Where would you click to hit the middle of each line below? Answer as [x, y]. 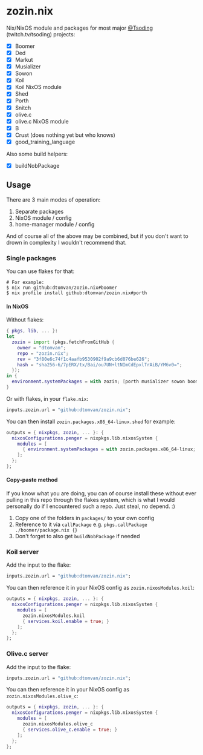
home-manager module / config [55, 224]
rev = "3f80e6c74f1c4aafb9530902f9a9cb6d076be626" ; [83, 359]
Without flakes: [25, 320]
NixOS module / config [43, 218]
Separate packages [39, 211]
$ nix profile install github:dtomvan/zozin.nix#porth [77, 293]
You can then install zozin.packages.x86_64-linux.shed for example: [91, 421]
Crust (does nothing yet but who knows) [65, 135]
